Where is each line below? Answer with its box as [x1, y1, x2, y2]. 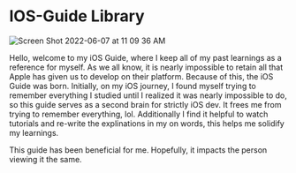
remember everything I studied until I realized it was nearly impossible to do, [9, 90, 287, 101]
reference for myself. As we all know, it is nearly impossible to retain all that [9, 62, 284, 72]
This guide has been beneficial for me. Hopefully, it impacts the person [9, 144, 268, 155]
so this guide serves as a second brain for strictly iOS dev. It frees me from [9, 99, 282, 109]
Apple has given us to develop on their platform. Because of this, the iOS [9, 71, 274, 81]
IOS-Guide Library [9, 6, 145, 26]
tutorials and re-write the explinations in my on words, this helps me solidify [9, 117, 285, 129]
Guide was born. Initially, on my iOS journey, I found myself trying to [9, 80, 256, 91]
